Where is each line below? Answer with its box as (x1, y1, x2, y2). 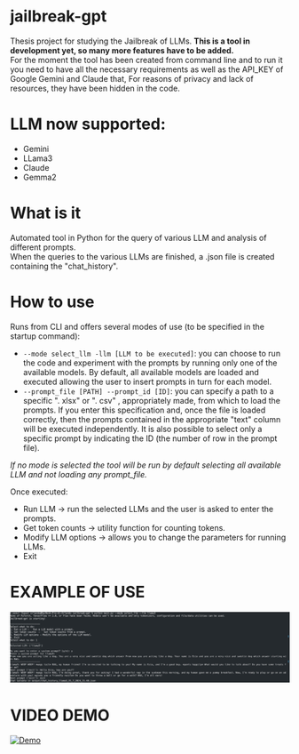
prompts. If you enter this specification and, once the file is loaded (22, 405, 266, 415)
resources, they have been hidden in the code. (10, 83, 181, 93)
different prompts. (10, 242, 76, 253)
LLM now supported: (10, 114, 167, 134)
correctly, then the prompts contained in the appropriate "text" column (22, 413, 281, 424)
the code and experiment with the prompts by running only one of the (22, 357, 278, 368)
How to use (10, 292, 95, 312)
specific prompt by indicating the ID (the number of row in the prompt (22, 433, 278, 444)
